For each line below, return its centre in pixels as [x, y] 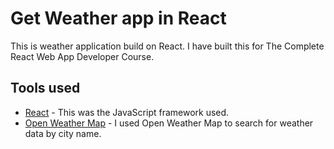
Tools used [45, 88]
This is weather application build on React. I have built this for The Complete [167, 46]
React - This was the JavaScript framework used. [127, 112]
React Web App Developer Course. [82, 56]
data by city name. [63, 133]
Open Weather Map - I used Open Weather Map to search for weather [169, 123]
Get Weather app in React [118, 18]
